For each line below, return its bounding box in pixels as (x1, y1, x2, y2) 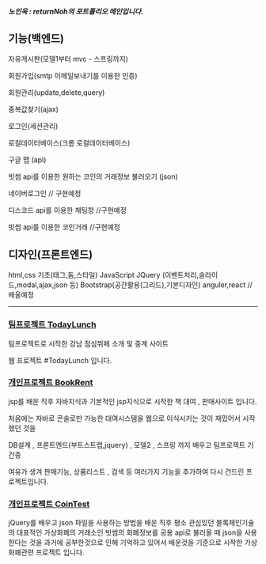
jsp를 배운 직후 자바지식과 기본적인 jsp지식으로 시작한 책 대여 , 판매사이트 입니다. (8, 396, 257, 406)
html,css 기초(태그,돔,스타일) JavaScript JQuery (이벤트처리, (8, 271, 199, 280)
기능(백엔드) (8, 32, 65, 45)
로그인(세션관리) (8, 122, 59, 131)
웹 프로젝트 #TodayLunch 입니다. (8, 355, 112, 365)
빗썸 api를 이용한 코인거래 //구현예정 (8, 222, 120, 232)
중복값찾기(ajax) (8, 104, 59, 114)
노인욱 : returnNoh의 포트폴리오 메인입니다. (8, 6, 144, 16)
